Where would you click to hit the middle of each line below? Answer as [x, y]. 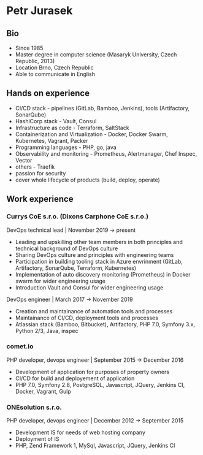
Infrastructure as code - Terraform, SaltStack [72, 128]
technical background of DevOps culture [67, 248]
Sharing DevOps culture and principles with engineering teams [94, 254]
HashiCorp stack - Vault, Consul [56, 121]
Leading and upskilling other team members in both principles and [99, 242]
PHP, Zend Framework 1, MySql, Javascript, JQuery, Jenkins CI [95, 446]
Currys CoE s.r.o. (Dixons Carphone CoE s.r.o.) [78, 216]
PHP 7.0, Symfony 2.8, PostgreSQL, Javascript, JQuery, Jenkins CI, [100, 384]
